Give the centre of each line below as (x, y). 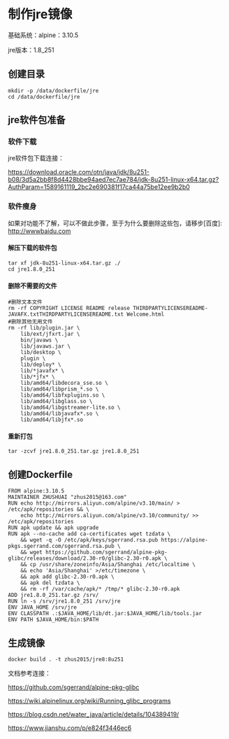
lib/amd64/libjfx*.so (52, 420)
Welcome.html (146, 315)
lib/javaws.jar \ (46, 346)
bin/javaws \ (39, 340)
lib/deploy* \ (41, 365)
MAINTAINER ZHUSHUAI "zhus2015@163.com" (68, 498)
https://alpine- (185, 540)
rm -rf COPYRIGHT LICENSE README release (69, 309)
